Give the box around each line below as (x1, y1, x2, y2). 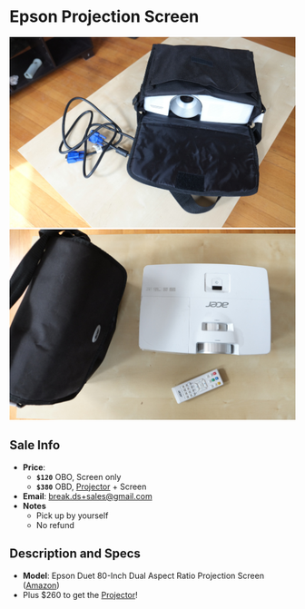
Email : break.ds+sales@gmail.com (22, 490, 152, 501)
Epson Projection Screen (9, 6, 200, 27)
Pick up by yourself (35, 510, 109, 521)
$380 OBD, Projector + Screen (35, 481, 147, 492)
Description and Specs (9, 546, 141, 562)
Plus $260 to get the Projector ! (22, 589, 138, 600)
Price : (22, 461, 46, 473)
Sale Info (9, 437, 61, 453)
